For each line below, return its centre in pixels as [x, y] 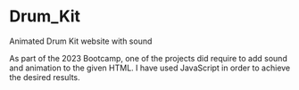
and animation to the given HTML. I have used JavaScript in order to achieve [150, 68]
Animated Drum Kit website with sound [81, 41]
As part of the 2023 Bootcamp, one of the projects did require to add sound [148, 58]
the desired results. [45, 77]
